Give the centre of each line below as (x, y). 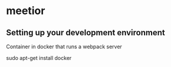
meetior (26, 11)
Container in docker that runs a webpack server (64, 46)
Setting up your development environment (85, 33)
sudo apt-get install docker (39, 58)
